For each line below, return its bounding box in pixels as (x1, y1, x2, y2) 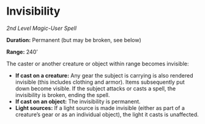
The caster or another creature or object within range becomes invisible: (6, 60, 189, 67)
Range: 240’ (6, 48, 38, 56)
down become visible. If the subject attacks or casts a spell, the (15, 84, 176, 92)
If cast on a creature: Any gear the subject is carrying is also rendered (15, 71, 193, 79)
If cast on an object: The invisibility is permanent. (15, 98, 141, 105)
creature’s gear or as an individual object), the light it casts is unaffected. (15, 111, 199, 118)
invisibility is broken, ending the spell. (15, 91, 110, 98)
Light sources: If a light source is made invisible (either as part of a (15, 104, 185, 111)
